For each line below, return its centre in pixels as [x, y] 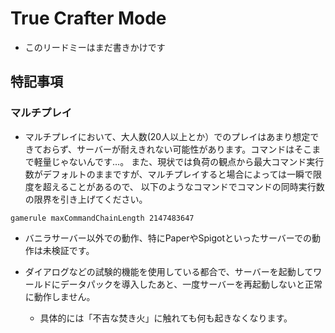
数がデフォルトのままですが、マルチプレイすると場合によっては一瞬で [169, 174]
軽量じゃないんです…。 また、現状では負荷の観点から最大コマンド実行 [179, 161]
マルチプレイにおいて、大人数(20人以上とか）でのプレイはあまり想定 [167, 136]
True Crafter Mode [88, 18]
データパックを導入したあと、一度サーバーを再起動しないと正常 [191, 284]
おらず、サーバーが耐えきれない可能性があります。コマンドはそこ [177, 149]
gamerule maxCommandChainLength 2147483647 [102, 218]
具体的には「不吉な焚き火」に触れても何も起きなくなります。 [166, 318]
